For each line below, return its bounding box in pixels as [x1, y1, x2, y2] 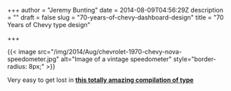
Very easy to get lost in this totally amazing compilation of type [7, 76, 194, 84]
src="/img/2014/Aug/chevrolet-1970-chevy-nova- [37, 48, 183, 56]
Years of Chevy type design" [7, 21, 91, 28]
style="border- [173, 55, 216, 63]
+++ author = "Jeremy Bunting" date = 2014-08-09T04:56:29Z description [7, 6, 223, 14]
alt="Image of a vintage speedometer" [60, 55, 172, 63]
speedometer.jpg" [7, 55, 60, 63]
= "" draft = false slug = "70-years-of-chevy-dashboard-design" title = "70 [7, 13, 224, 22]
